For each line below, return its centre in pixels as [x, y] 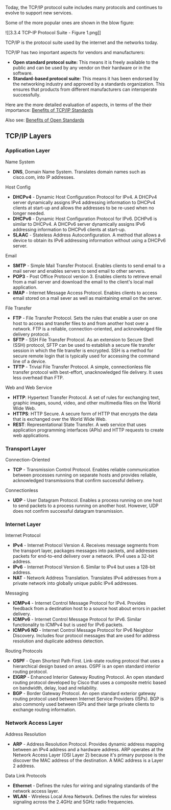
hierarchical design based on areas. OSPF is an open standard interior [86, 666]
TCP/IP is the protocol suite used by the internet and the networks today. [82, 42]
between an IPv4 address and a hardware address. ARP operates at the [88, 749]
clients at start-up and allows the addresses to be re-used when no [83, 208]
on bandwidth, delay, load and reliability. [55, 688]
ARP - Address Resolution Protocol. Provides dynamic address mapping [88, 744]
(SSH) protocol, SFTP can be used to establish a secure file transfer [84, 345]
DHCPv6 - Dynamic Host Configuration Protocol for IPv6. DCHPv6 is [85, 219]
